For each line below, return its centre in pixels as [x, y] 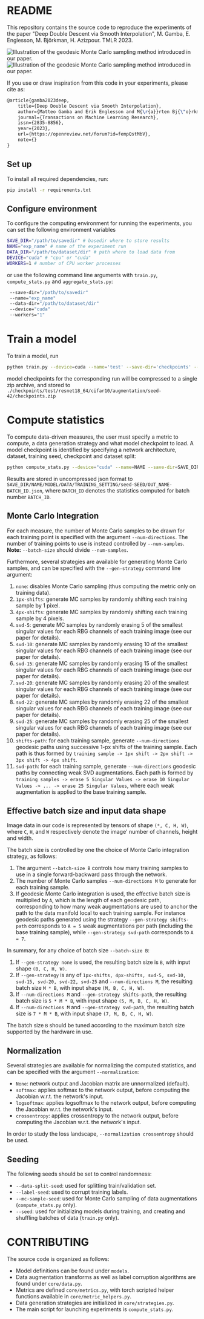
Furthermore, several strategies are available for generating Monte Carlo [97, 561]
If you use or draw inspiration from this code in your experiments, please [97, 83]
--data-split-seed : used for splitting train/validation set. [86, 1185]
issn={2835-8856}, [41, 123]
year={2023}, [34, 129]
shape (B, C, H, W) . [41, 969]
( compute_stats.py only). [46, 1205]
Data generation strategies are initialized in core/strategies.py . [95, 1303]
